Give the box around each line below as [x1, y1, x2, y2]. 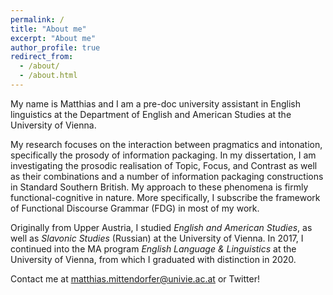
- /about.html [19, 71, 78, 81]
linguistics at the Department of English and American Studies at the [10, 108, 292, 120]
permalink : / [10, 14, 65, 25]
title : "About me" [10, 24, 87, 34]
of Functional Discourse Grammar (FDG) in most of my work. [10, 202, 260, 214]
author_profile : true [10, 42, 101, 53]
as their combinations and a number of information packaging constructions [10, 170, 324, 182]
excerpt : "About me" [10, 33, 97, 43]
